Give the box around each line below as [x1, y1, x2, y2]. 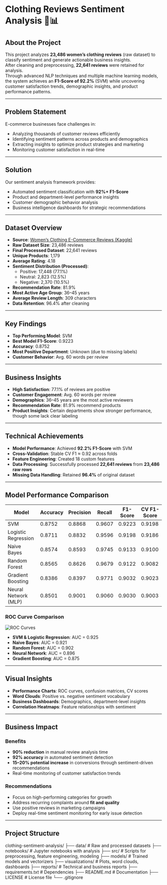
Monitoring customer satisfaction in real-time [12, 146, 105, 153]
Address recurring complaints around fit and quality [12, 799, 120, 805]
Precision [68, 509, 91, 516]
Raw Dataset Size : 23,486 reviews [12, 242, 83, 248]
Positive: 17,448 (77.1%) [19, 268, 68, 275]
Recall [97, 509, 112, 516]
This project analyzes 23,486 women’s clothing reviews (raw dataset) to [5, 51, 156, 57]
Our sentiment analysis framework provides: [5, 179, 96, 185]
